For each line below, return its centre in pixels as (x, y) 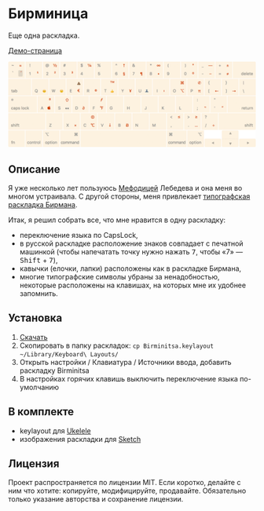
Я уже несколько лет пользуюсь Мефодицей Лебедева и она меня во (125, 188)
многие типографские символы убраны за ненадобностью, (119, 276)
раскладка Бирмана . (43, 204)
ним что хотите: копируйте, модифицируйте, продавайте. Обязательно (127, 491)
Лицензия (34, 464)
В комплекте (41, 412)
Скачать (33, 337)
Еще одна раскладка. (44, 35)
